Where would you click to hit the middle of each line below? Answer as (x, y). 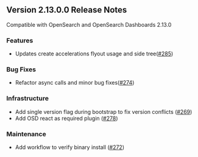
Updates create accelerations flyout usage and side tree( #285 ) (94, 54)
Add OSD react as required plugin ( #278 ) (66, 118)
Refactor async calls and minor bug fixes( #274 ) (75, 83)
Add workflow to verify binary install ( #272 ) (70, 147)
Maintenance (27, 134)
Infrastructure (28, 99)
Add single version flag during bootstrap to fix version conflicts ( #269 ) (104, 111)
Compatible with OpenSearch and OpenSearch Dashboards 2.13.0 (89, 24)
